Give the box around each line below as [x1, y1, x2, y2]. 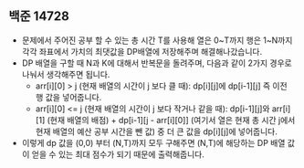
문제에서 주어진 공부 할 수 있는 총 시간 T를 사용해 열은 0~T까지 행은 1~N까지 [21, 35, 293, 46]
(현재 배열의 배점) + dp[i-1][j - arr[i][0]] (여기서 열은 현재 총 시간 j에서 [47, 114, 296, 125]
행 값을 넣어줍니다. [35, 91, 102, 102]
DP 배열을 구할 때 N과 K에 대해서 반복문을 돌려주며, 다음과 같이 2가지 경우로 [21, 58, 293, 68]
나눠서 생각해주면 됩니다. [21, 68, 110, 79]
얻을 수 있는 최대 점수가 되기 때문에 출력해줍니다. [31, 149, 204, 160]
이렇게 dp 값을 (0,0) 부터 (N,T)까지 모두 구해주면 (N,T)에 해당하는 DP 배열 [21, 137, 286, 148]
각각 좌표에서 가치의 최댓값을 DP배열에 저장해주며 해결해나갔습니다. [21, 46, 263, 57]
